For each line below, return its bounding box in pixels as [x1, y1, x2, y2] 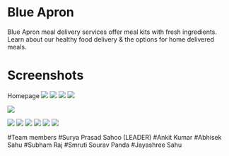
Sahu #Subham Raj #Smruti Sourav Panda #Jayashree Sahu [7, 140, 182, 149]
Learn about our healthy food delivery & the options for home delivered [7, 35, 214, 43]
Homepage [7, 91, 40, 100]
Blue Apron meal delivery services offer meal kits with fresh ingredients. [7, 28, 218, 36]
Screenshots [7, 68, 84, 83]
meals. [7, 42, 27, 51]
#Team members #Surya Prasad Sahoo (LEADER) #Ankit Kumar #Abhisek [7, 133, 222, 141]
